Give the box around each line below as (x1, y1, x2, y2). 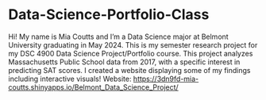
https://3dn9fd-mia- (133, 74, 199, 83)
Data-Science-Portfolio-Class (8, 6, 210, 24)
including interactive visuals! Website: (8, 74, 132, 83)
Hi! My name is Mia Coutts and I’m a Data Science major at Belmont (8, 32, 229, 41)
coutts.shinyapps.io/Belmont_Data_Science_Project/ (8, 82, 179, 92)
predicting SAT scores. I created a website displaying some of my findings (8, 65, 251, 75)
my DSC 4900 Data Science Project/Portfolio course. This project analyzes (8, 48, 253, 58)
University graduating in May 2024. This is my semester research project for (8, 40, 258, 49)
